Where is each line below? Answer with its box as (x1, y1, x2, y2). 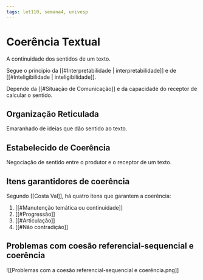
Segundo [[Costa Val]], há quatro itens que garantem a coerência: (6, 192, 171, 199)
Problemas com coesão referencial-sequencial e (6, 241, 194, 252)
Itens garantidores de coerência (6, 176, 130, 187)
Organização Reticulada (6, 108, 99, 119)
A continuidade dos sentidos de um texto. (6, 55, 111, 62)
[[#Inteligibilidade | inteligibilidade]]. (6, 73, 96, 81)
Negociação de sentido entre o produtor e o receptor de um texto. (6, 159, 172, 166)
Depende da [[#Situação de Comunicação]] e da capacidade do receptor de (6, 85, 198, 92)
